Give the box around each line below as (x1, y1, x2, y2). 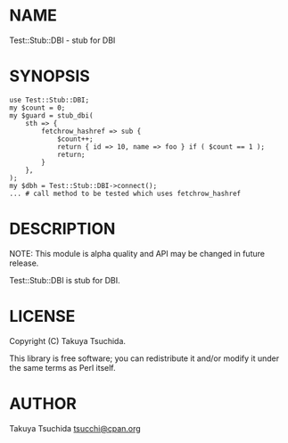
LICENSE (9, 307, 76, 326)
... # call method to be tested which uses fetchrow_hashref (9, 189, 242, 198)
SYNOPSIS (9, 66, 91, 86)
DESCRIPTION (9, 219, 116, 239)
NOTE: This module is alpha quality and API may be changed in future (9, 248, 266, 258)
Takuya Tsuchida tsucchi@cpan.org (9, 422, 141, 433)
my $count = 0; (9, 103, 66, 112)
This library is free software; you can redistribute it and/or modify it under (9, 353, 280, 364)
